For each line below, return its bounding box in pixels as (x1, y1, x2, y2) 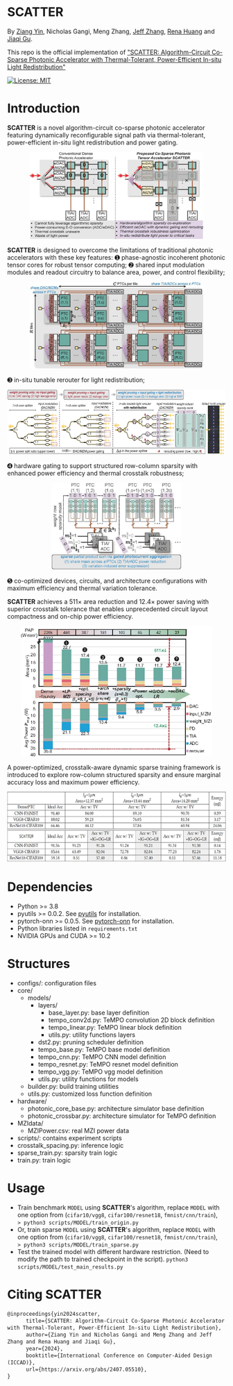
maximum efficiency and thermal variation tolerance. (7, 584, 158, 592)
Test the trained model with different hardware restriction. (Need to (17, 1247, 209, 1255)
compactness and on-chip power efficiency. (7, 612, 134, 620)
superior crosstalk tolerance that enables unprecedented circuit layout (7, 605, 208, 613)
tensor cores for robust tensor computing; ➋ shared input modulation (7, 260, 205, 269)
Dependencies (7, 879, 93, 895)
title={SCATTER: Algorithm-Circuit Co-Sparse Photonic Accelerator (25, 1317, 225, 1324)
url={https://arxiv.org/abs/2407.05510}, (25, 1366, 148, 1373)
